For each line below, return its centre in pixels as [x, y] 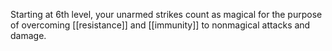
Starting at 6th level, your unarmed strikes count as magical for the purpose [166, 14]
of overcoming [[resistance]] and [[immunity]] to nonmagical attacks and [160, 25]
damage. [28, 35]
